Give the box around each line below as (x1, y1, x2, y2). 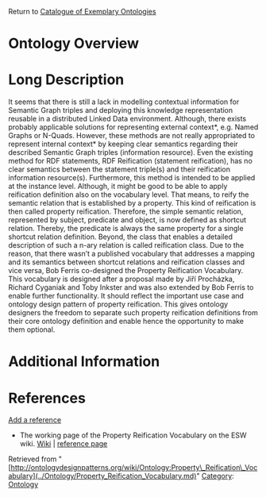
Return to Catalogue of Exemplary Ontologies (8, 7, 156, 16)
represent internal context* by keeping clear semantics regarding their (8, 139, 238, 149)
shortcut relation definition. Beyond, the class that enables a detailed (8, 232, 233, 241)
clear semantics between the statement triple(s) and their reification (8, 164, 231, 174)
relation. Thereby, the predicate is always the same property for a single (8, 224, 244, 233)
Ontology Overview (8, 35, 139, 52)
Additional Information (8, 353, 160, 371)
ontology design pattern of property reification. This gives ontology (8, 299, 229, 309)
